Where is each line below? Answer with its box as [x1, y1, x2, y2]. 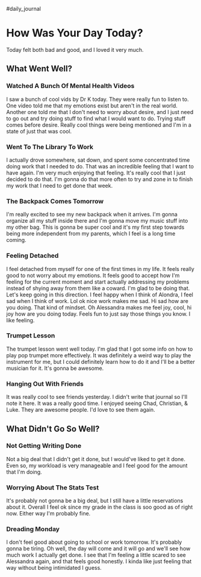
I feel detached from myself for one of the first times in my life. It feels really [6, 265, 194, 272]
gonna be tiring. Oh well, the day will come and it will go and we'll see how [6, 545, 191, 552]
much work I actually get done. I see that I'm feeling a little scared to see [6, 552, 187, 559]
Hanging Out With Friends [6, 380, 84, 388]
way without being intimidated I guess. [6, 564, 102, 572]
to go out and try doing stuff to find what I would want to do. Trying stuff [6, 115, 185, 122]
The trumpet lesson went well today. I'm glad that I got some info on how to [6, 345, 193, 352]
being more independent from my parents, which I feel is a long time [6, 230, 176, 237]
